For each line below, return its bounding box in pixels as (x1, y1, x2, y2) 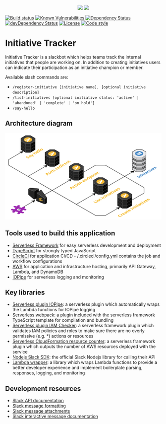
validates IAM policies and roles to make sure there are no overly (12, 328, 145, 334)
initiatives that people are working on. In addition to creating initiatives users (5, 59, 161, 65)
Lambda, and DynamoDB (12, 269, 63, 275)
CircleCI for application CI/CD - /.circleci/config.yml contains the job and (12, 253, 161, 259)
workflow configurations (12, 258, 62, 264)
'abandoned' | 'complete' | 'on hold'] (12, 100, 95, 105)
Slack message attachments (12, 408, 70, 414)
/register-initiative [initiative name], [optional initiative (12, 84, 146, 89)
